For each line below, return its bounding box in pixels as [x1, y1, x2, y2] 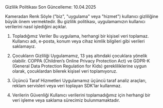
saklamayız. [12, 44, 36, 49]
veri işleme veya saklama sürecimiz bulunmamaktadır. [12, 97, 120, 103]
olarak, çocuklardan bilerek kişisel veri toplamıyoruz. [12, 68, 118, 74]
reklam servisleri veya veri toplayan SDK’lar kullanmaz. [12, 83, 122, 89]
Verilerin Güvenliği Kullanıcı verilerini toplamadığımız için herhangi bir [12, 92, 151, 98]
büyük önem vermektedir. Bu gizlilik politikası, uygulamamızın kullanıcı [5, 19, 145, 24]
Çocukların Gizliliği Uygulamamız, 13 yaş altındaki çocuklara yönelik [12, 53, 147, 59]
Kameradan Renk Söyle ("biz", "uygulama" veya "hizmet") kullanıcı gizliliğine [5, 14, 159, 19]
